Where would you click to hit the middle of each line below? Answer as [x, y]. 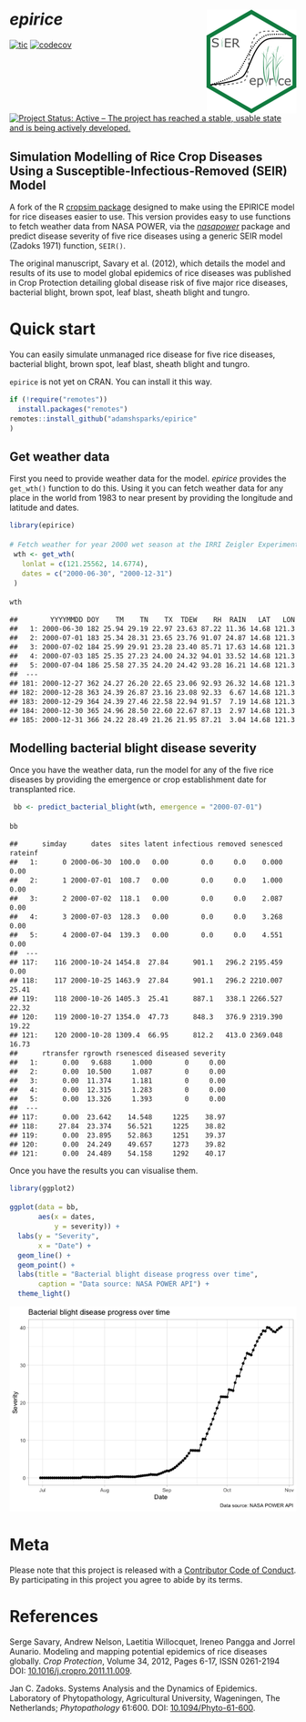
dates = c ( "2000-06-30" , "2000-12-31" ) [97, 574]
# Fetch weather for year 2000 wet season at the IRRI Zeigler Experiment [154, 545]
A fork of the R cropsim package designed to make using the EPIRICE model [152, 207]
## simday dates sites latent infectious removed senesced [146, 844]
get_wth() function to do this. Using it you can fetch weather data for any [147, 488]
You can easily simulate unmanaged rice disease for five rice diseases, [143, 354]
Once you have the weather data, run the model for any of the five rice [142, 769]
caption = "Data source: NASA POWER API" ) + [123, 1284]
